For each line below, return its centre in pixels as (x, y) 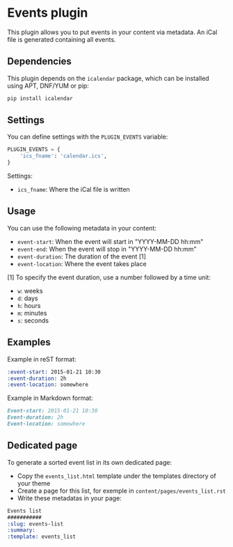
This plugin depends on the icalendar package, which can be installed (109, 78)
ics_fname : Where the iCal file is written (73, 190)
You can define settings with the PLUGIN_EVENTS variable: (88, 137)
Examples (29, 342)
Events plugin (48, 13)
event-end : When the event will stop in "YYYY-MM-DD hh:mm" (107, 249)
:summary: (22, 530)
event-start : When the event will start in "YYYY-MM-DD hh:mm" (110, 241)
